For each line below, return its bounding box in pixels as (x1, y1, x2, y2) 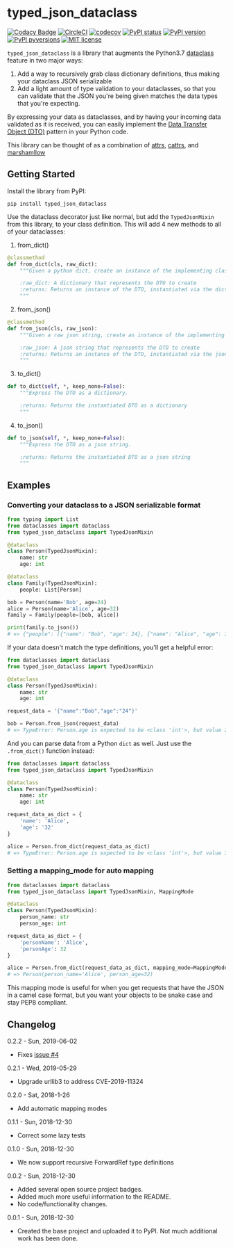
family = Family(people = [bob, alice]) (7, 612, 119, 619)
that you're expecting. (17, 99, 80, 107)
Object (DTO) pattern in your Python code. (7, 127, 128, 136)
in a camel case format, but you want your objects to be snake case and (7, 991, 214, 999)
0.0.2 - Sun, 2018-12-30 (7, 1172, 76, 1180)
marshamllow (7, 148, 46, 156)
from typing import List (7, 516, 79, 523)
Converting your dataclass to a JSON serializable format (7, 500, 201, 510)
